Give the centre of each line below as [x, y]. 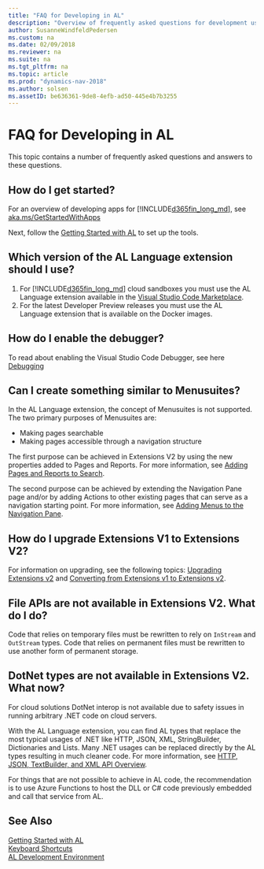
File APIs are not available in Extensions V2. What [132, 603]
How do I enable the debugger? [86, 338]
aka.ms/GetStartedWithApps [54, 217]
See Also [30, 821]
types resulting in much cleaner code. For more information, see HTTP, [123, 756]
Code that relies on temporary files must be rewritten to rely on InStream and [132, 634]
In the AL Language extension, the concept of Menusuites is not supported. [130, 410]
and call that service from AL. [56, 796]
